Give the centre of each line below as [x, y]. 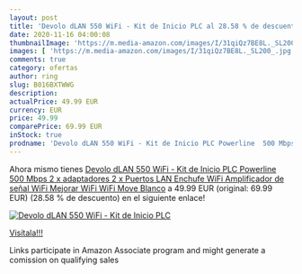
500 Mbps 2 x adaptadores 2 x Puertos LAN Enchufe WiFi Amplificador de [147, 178]
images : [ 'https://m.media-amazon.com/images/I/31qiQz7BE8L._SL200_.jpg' [152, 51]
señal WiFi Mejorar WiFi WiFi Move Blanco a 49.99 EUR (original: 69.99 [141, 188]
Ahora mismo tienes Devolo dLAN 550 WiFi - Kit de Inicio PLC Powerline [143, 169]
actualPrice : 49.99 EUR [54, 101]
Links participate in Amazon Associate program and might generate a [138, 250]
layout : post [34, 18]
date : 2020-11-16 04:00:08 [60, 34]
